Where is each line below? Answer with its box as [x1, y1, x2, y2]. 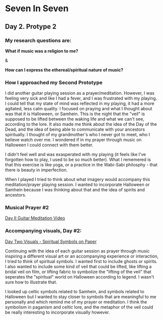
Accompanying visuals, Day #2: [5, 227, 82, 234]
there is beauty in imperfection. [5, 167, 68, 173]
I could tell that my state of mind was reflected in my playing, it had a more [5, 100, 155, 106]
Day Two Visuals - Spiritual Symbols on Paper [5, 239, 97, 244]
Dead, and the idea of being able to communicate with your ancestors [5, 126, 145, 132]
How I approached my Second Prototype [5, 79, 103, 86]
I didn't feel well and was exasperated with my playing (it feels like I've [5, 152, 146, 158]
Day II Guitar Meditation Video [5, 215, 65, 221]
